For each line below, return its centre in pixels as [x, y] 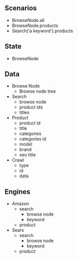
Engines [18, 192]
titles [24, 113]
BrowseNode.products [35, 25]
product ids [31, 107]
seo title [27, 155]
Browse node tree [38, 91]
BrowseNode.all [28, 20]
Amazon [20, 204]
